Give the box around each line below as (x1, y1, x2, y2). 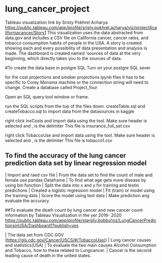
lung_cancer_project (5, 3, 90, 15)
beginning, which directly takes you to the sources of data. (5, 55, 122, 61)
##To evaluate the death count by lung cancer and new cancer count (5, 207, 143, 213)
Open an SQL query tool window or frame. (5, 93, 89, 100)
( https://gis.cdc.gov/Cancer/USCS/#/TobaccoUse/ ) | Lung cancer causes (5, 237, 151, 243)
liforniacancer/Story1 (5, 30, 47, 35)
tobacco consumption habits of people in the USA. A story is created (5, 40, 142, 46)
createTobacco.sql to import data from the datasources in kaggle (5, 108, 134, 114)
